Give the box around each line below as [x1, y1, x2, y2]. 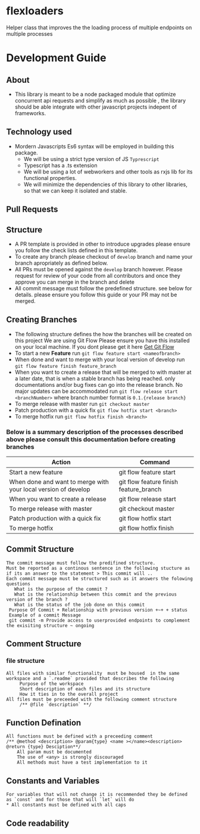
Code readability [6, 818, 70, 828]
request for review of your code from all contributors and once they [14, 272, 180, 279]
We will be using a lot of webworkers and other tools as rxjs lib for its [23, 168, 193, 175]
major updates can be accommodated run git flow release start [14, 387, 178, 395]
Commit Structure [6, 544, 74, 554]
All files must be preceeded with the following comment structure [6, 696, 177, 702]
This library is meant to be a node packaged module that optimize [14, 91, 177, 98]
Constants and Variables [6, 776, 100, 786]
